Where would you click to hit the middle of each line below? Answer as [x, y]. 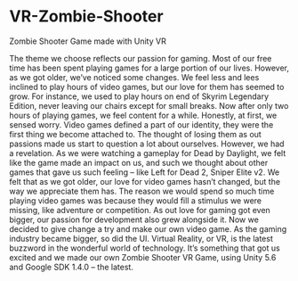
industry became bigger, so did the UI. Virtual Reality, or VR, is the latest [141, 238]
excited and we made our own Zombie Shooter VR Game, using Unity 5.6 [143, 257]
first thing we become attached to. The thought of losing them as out [136, 134]
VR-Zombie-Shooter [86, 17]
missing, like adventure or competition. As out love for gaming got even [140, 210]
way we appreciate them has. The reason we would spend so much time [142, 191]
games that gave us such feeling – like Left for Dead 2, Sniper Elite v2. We [145, 172]
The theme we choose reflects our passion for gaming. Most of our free [141, 58]
